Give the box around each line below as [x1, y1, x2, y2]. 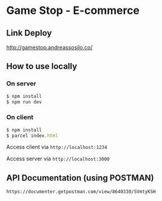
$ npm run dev [6, 99, 42, 105]
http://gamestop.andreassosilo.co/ [6, 44, 93, 51]
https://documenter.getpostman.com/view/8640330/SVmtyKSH [6, 189, 156, 195]
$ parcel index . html [6, 133, 59, 139]
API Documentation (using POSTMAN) [6, 173, 154, 183]
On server [6, 79, 36, 88]
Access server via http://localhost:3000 [6, 155, 110, 162]
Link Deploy [6, 28, 52, 38]
